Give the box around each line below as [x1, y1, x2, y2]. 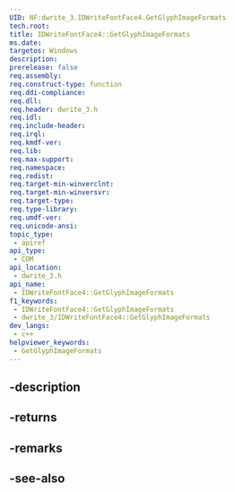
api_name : [9, 280, 47, 289]
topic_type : [9, 229, 54, 238]
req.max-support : [9, 154, 74, 164]
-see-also [9, 471, 65, 487]
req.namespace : [9, 163, 66, 172]
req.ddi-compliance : [9, 88, 87, 97]
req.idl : [9, 113, 42, 122]
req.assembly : [9, 72, 63, 81]
